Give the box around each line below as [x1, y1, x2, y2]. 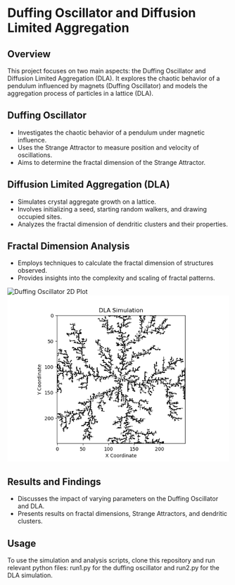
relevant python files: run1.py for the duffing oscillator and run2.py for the [7, 564, 220, 572]
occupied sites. [17, 212, 62, 221]
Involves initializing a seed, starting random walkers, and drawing [17, 204, 208, 213]
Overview [7, 48, 51, 60]
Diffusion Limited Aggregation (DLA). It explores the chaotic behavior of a [7, 74, 220, 82]
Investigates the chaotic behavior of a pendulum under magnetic [17, 128, 205, 137]
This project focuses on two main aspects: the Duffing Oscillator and [7, 67, 206, 75]
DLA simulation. [7, 571, 53, 579]
